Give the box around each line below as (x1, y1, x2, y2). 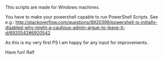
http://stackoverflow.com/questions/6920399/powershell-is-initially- (15, 19, 157, 25)
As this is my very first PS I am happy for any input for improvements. (5, 39, 148, 45)
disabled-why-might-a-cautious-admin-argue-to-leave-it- (5, 24, 125, 30)
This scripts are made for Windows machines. (5, 4, 100, 10)
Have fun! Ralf (5, 49, 35, 55)
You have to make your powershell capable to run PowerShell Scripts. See (5, 14, 158, 19)
